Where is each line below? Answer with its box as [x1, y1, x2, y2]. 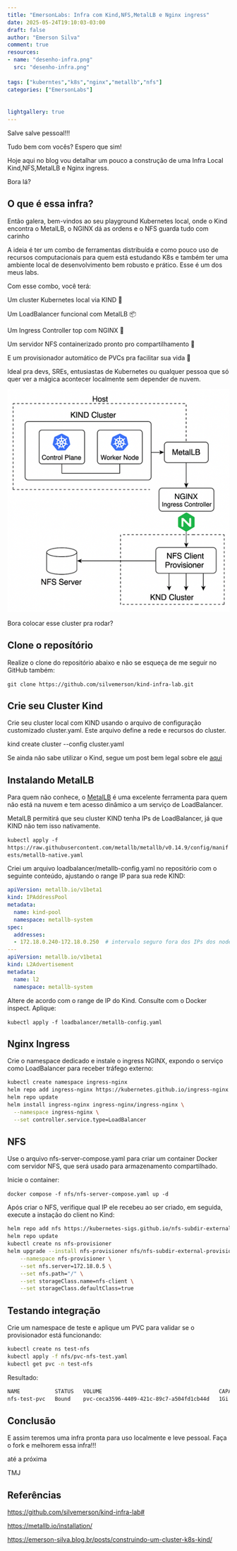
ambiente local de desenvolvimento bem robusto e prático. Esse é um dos [7, 261, 223, 269]
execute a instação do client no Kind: [7, 1211, 115, 1219]
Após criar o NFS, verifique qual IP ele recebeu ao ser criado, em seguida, [7, 1203, 223, 1212]
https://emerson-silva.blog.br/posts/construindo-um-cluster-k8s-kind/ [7, 1535, 213, 1544]
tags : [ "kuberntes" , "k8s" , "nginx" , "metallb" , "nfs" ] [7, 79, 162, 86]
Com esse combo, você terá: [7, 282, 92, 290]
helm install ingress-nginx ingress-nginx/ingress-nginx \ [7, 1101, 185, 1108]
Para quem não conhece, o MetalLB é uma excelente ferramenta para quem [7, 793, 228, 801]
